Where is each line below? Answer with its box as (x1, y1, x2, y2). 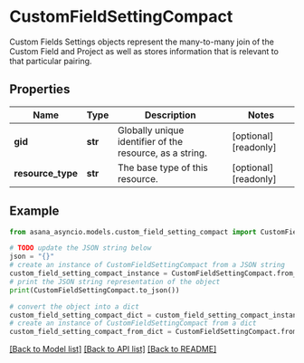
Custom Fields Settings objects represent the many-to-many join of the (9, 36, 274, 47)
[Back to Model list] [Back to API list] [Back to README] (9, 344, 217, 355)
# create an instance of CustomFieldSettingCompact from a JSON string (9, 261, 285, 270)
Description (144, 109, 196, 121)
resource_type (14, 167, 79, 179)
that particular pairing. (9, 55, 92, 66)
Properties (9, 81, 71, 97)
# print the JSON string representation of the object (9, 277, 221, 286)
